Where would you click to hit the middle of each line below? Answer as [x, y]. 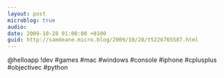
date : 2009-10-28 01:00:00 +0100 [57, 33]
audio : [17, 27]
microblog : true [31, 20]
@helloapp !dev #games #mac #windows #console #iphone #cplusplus [112, 60]
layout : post [27, 14]
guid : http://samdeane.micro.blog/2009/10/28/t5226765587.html [103, 40]
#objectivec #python [38, 67]
